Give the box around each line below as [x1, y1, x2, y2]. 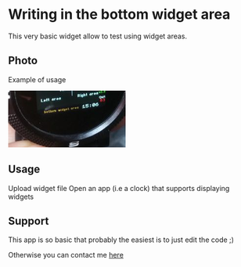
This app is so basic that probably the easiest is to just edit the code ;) [8, 235, 235, 244]
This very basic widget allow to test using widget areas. [8, 31, 188, 41]
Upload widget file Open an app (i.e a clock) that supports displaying [8, 183, 230, 193]
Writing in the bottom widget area [8, 5, 231, 23]
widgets [8, 192, 34, 201]
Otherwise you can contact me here [8, 251, 124, 260]
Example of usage [8, 74, 67, 84]
